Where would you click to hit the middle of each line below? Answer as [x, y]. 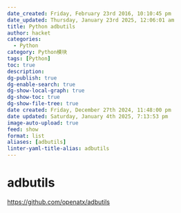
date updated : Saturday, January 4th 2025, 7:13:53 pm [88, 116]
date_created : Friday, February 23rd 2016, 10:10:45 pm [89, 13]
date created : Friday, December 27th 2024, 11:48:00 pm [89, 110]
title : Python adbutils [41, 26]
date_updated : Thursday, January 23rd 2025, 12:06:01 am [91, 20]
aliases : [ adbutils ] [37, 142]
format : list [26, 136]
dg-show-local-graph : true [46, 91]
